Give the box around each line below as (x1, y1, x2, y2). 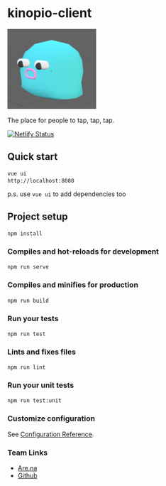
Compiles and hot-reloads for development (7, 247, 160, 256)
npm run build (7, 297, 50, 304)
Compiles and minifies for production (7, 280, 138, 290)
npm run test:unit (7, 397, 62, 404)
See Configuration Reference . (7, 430, 94, 438)
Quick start (7, 151, 58, 163)
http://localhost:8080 (7, 178, 74, 185)
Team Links (7, 448, 48, 458)
